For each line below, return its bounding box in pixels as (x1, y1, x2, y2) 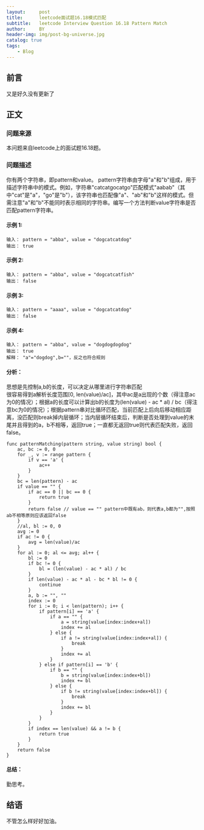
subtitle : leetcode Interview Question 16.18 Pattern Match (6, 20, 167, 26)
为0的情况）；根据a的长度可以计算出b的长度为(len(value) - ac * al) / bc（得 (6, 398, 192, 406)
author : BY (6, 26, 45, 32)
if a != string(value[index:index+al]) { (60, 635, 167, 641)
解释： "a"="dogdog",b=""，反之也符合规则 (6, 354, 105, 361)
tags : (6, 43, 20, 49)
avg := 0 (17, 528, 40, 535)
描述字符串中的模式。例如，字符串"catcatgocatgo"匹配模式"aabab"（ (6, 183, 180, 191)
